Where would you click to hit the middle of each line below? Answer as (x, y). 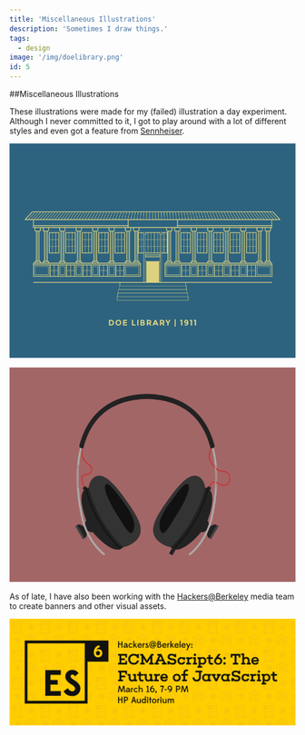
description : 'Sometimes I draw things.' (89, 29)
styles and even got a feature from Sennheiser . (97, 131)
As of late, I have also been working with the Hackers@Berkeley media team (152, 596)
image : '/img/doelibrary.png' (67, 58)
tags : (20, 38)
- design (34, 48)
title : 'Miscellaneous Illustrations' (83, 19)
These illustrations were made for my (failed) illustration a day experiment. (148, 112)
